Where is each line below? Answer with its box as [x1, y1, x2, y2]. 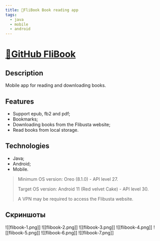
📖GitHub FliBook [5, 49, 76, 60]
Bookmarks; [12, 116, 38, 122]
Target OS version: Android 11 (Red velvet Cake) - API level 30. [17, 186, 149, 192]
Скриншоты [5, 210, 46, 220]
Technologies [5, 141, 50, 151]
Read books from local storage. [12, 127, 79, 133]
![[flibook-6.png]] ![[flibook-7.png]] [41, 229, 114, 235]
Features [5, 97, 34, 106]
